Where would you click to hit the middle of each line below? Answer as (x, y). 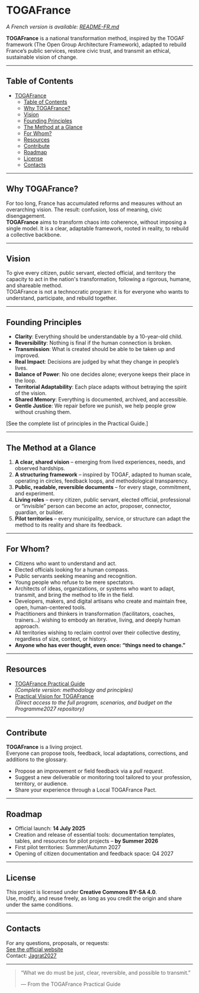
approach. (27, 626)
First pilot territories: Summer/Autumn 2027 (68, 847)
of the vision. (31, 393)
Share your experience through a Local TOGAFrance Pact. (86, 790)
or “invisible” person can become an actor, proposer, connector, (93, 506)
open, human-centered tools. (50, 607)
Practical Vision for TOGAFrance (54, 696)
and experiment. (35, 493)
